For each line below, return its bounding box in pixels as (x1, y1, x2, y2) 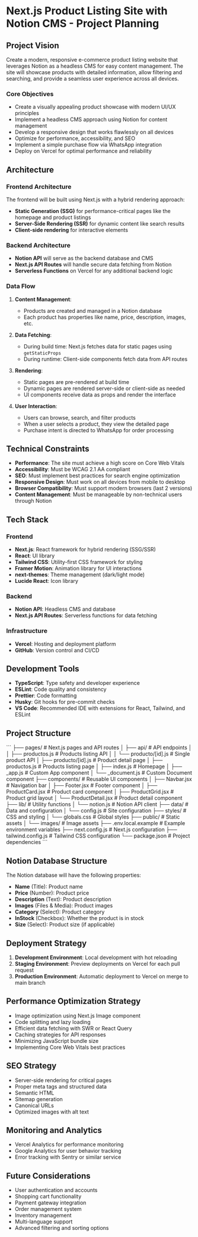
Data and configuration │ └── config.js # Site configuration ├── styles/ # (6, 807, 187, 814)
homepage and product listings (14, 214, 91, 221)
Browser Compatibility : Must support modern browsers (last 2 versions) (14, 485, 193, 492)
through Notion (14, 497, 52, 505)
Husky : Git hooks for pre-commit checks (14, 699, 115, 706)
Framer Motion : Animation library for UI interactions (14, 565, 142, 572)
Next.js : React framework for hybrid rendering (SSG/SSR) (14, 546, 156, 553)
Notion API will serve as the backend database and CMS (14, 255, 154, 262)
